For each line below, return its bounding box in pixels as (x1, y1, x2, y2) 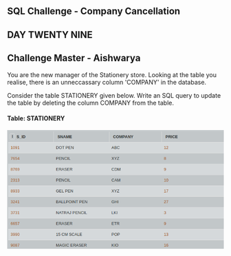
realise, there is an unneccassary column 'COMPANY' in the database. (7, 78, 207, 86)
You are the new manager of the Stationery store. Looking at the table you (7, 70, 217, 78)
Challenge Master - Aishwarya (7, 52, 141, 64)
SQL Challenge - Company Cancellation (7, 6, 181, 17)
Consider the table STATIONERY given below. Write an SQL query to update (7, 91, 221, 99)
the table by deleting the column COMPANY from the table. (7, 98, 174, 107)
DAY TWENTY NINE (7, 29, 93, 41)
